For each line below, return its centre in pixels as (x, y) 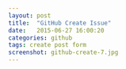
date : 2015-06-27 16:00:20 (56, 30)
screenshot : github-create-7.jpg (63, 52)
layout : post (30, 15)
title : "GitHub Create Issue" (60, 23)
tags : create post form (48, 45)
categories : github (40, 38)
